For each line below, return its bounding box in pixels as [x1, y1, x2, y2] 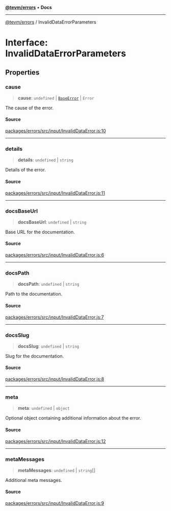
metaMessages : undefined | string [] [17, 467, 96, 473]
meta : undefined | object [17, 405, 70, 411]
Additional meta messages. [5, 477, 63, 483]
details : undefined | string [17, 157, 74, 163]
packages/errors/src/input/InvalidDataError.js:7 [5, 314, 104, 320]
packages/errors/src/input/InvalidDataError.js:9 [5, 500, 104, 506]
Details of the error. [5, 167, 46, 173]
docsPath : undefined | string [17, 281, 80, 287]
